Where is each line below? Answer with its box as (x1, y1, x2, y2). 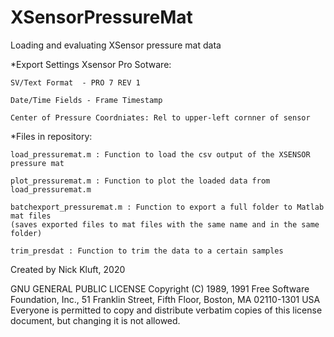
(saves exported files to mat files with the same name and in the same (10, 219, 320, 230)
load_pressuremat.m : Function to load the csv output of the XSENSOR (10, 149, 311, 160)
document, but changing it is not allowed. (10, 314, 181, 326)
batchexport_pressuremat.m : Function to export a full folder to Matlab (10, 202, 325, 212)
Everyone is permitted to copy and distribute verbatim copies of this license (10, 304, 323, 316)
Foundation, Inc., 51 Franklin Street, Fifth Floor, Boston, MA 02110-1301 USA (10, 293, 321, 305)
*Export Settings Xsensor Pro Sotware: (10, 58, 172, 70)
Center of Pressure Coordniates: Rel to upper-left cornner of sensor (10, 112, 311, 123)
